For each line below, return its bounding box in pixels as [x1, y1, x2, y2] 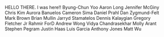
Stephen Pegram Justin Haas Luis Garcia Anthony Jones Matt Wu [5, 26, 142, 32]
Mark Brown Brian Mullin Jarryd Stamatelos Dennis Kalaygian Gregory [5, 15, 151, 21]
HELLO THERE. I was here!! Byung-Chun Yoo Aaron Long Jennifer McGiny [5, 5, 159, 10]
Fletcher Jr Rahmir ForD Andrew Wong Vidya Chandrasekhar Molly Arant [5, 20, 157, 26]
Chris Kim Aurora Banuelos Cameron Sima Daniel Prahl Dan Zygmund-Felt [5, 10, 159, 16]
